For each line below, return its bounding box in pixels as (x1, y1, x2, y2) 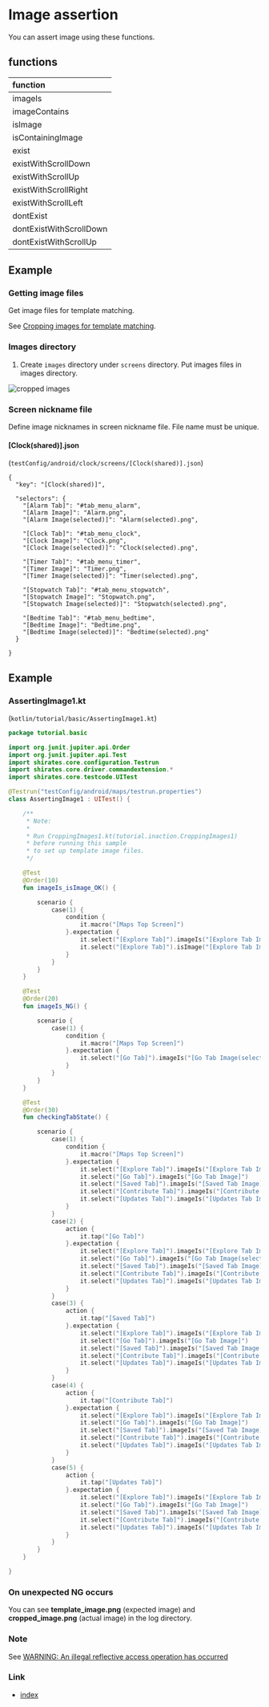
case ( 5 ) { (50, 1463, 84, 1472)
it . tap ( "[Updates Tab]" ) (79, 1478, 163, 1486)
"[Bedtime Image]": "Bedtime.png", (22, 621, 142, 629)
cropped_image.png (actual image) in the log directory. (8, 1613, 192, 1623)
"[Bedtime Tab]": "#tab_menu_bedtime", (22, 614, 156, 623)
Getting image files (8, 287, 84, 299)
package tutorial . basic (8, 729, 88, 737)
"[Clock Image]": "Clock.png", (22, 537, 127, 545)
